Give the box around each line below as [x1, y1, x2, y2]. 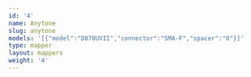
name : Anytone [8, 19, 57, 27]
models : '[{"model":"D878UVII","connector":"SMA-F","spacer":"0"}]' [8, 34, 245, 43]
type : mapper [8, 42, 53, 50]
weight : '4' [8, 57, 49, 65]
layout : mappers [8, 49, 63, 57]
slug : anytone [8, 26, 57, 34]
